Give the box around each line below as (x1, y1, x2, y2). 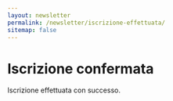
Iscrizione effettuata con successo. (7, 85, 121, 95)
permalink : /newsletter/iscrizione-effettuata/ (7, 19, 166, 27)
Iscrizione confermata (7, 60, 154, 78)
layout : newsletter (7, 11, 71, 20)
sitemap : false (7, 26, 57, 34)
